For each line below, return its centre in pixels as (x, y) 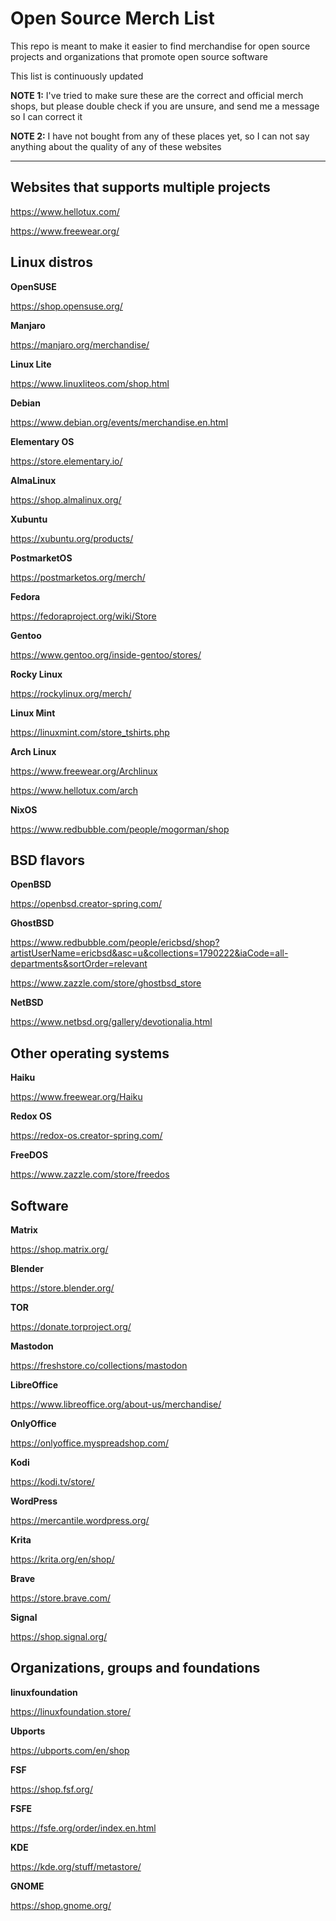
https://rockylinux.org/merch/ (71, 693)
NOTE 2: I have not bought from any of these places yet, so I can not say (160, 136)
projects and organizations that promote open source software (139, 56)
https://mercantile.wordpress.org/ (80, 1520)
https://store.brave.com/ (60, 1598)
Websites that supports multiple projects (140, 187)
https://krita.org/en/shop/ (62, 1559)
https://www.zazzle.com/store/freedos (90, 1174)
